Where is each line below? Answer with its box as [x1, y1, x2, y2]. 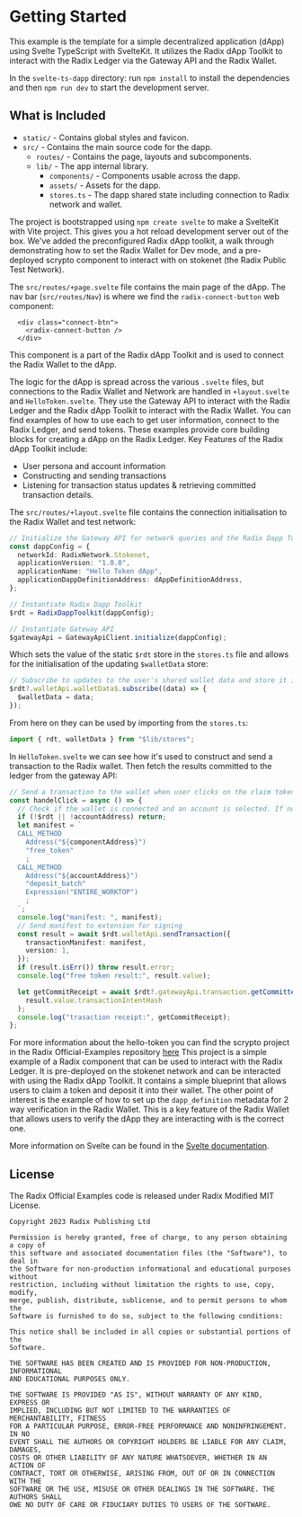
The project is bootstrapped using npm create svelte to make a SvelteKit [9, 216, 280, 226]
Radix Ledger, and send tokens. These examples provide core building [9, 424, 270, 435]
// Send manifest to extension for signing [17, 921, 182, 930]
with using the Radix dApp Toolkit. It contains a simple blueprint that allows [9, 1076, 287, 1087]
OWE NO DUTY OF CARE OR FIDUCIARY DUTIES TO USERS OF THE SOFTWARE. [9, 1501, 271, 1510]
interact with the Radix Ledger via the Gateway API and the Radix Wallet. [9, 55, 277, 66]
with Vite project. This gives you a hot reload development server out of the [9, 226, 289, 236]
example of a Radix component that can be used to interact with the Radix [9, 1056, 283, 1067]
